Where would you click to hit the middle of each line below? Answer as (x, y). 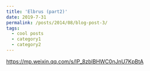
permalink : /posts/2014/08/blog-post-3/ (57, 22)
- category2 (26, 45)
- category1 (26, 39)
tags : (13, 28)
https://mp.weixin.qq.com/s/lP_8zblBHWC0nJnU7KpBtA (75, 61)
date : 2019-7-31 (26, 17)
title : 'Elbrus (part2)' (37, 12)
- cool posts (28, 34)
